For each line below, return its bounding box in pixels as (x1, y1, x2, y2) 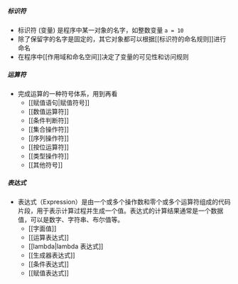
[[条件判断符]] (28, 116, 70, 125)
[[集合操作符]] (28, 125, 70, 133)
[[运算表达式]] (28, 233, 70, 241)
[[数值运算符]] (28, 107, 70, 115)
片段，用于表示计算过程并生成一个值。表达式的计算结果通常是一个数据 (17, 206, 224, 215)
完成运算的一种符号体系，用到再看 (17, 89, 118, 98)
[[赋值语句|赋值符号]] (28, 98, 90, 107)
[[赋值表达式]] (28, 268, 70, 277)
